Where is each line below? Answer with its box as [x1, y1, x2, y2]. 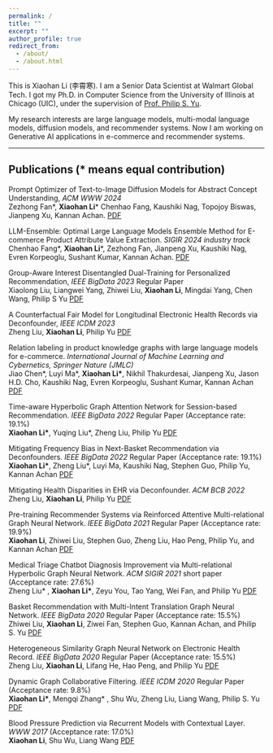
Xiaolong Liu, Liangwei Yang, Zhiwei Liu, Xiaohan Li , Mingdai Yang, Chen [8, 285, 253, 295]
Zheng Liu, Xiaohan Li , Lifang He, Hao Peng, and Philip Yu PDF [8, 660, 219, 670]
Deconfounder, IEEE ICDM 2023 [8, 318, 115, 328]
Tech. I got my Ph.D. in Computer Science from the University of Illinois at [8, 90, 254, 99]
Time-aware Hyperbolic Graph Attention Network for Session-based [8, 401, 237, 411]
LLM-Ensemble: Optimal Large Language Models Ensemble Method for [8, 225, 246, 236]
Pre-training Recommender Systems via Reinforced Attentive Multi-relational [8, 510, 265, 519]
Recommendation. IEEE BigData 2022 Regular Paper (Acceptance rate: [8, 410, 246, 420]
